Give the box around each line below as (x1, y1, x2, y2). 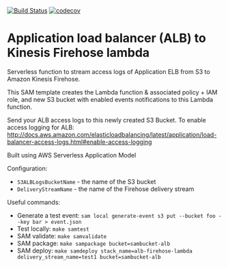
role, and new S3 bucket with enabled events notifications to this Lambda (7, 95, 214, 103)
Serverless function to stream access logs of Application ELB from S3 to (7, 67, 210, 75)
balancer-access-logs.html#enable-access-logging (7, 138, 152, 146)
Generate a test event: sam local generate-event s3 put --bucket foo (16, 211, 216, 219)
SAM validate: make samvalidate (16, 231, 107, 240)
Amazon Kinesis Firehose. (7, 75, 81, 83)
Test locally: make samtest (16, 225, 90, 233)
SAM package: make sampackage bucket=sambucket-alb (16, 239, 171, 247)
